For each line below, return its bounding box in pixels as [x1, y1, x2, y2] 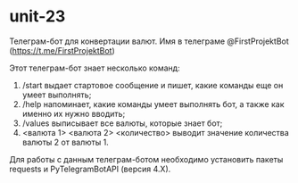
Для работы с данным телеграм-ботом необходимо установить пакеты [9, 154, 284, 164]
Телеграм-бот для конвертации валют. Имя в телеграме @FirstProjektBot [9, 36, 290, 46]
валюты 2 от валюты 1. [21, 137, 109, 147]
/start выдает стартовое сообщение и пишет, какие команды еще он [21, 79, 284, 90]
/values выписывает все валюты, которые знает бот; [21, 118, 223, 129]
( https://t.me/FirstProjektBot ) [9, 45, 116, 55]
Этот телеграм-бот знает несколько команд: [9, 62, 180, 73]
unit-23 [9, 6, 66, 27]
